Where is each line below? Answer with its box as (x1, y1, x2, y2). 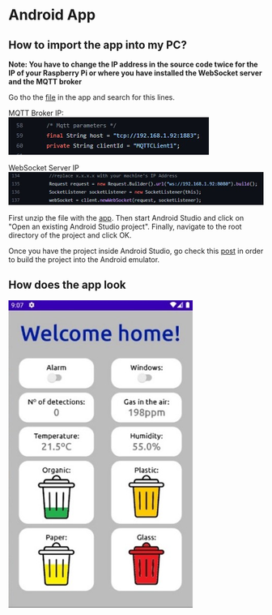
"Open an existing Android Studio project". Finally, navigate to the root (8, 221, 242, 231)
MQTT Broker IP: (8, 108, 65, 118)
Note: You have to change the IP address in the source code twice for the (8, 59, 258, 69)
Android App (8, 6, 96, 24)
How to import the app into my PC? (8, 38, 188, 52)
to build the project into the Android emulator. (8, 254, 160, 264)
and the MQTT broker (8, 77, 83, 86)
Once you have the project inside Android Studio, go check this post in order (8, 246, 264, 256)
